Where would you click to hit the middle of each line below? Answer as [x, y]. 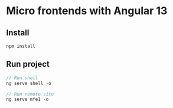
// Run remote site [30, 94]
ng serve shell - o [29, 83]
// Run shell [22, 78]
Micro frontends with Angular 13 [87, 11]
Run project [28, 64]
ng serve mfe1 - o [27, 99]
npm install [21, 46]
